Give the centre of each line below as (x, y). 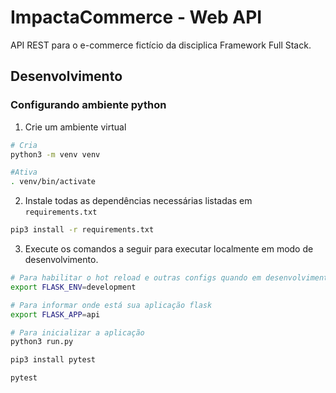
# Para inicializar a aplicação (77, 332)
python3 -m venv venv (55, 154)
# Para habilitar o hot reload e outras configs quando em (136, 278)
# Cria (24, 145)
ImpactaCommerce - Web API (136, 17)
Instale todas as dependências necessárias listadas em (138, 201)
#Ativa (24, 172)
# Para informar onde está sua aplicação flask (111, 305)
